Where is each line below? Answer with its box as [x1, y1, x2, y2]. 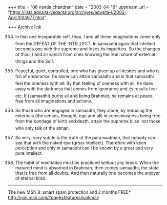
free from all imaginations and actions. [15, 98, 92, 104]
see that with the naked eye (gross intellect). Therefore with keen [15, 140, 146, 145]
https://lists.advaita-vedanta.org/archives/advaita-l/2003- [10, 9, 126, 15]
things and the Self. [15, 59, 54, 64]
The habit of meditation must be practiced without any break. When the [15, 160, 159, 165]
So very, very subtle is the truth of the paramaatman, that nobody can [15, 135, 156, 141]
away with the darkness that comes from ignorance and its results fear [15, 86, 158, 92]
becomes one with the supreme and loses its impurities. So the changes [15, 46, 160, 52]
